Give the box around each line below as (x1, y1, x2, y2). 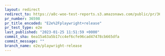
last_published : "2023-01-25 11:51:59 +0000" (4, 30, 99, 35)
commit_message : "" (4, 39, 45, 44)
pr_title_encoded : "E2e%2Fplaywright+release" (4, 20, 102, 26)
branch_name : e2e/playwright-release (4, 43, 82, 48)
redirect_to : (4, 12, 32, 17)
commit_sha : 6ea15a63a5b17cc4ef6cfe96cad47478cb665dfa (4, 35, 120, 39)
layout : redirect (4, 7, 40, 12)
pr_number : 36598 (4, 16, 40, 21)
